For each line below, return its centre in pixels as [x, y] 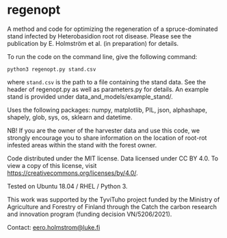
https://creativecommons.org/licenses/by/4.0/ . [72, 173]
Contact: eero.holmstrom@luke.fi [54, 227]
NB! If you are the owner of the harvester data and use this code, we [104, 130]
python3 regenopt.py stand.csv [52, 69]
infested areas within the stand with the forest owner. [82, 145]
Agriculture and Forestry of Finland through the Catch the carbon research [112, 206]
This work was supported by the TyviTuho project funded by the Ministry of [113, 199]
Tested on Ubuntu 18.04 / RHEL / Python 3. [67, 186]
